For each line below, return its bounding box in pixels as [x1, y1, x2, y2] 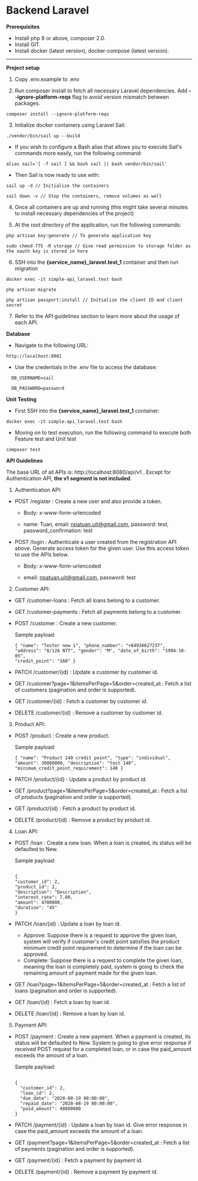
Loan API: [14, 827, 38, 834]
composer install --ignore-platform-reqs [6, 111, 110, 117]
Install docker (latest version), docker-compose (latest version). [14, 47, 169, 54]
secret [6, 302, 22, 308]
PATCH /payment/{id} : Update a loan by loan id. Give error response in [14, 1121, 187, 1128]
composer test [6, 446, 41, 452]
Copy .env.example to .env [14, 75, 80, 83]
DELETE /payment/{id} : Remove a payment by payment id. [14, 1168, 158, 1175]
